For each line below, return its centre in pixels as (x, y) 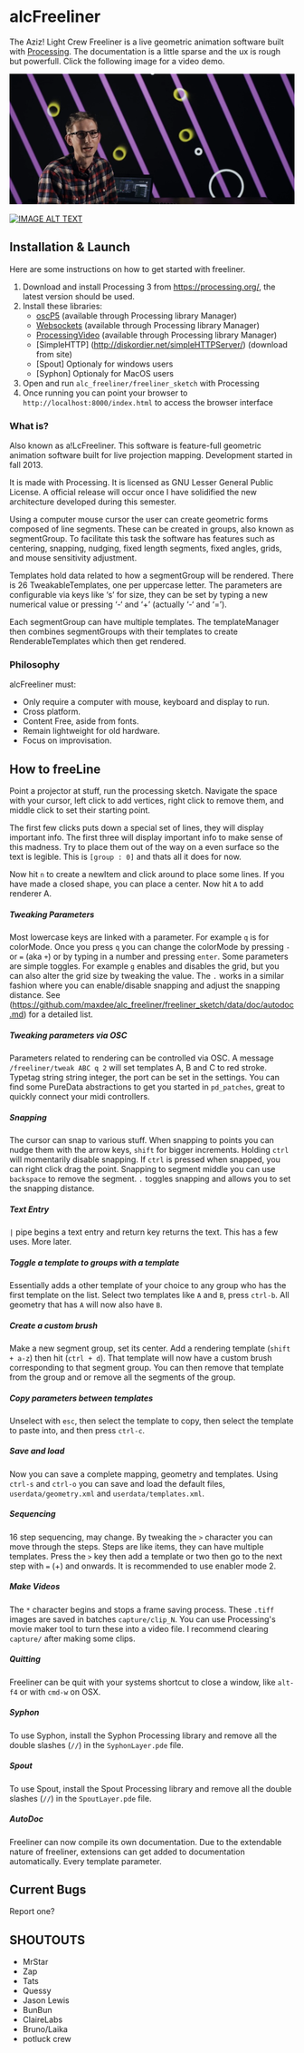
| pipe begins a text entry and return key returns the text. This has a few (144, 1232)
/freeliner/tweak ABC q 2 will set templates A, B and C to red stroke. (138, 1068)
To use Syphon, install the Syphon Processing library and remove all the (143, 1735)
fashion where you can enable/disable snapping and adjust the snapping (145, 985)
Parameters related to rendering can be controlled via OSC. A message (142, 1058)
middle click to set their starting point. (80, 810)
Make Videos (35, 1587)
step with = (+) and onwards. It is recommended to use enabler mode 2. (143, 1566)
